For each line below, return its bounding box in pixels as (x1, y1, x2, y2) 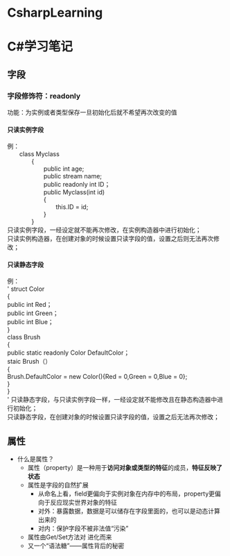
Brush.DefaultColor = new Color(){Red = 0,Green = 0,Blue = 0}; (7, 373, 188, 381)
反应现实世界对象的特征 (50, 498, 118, 507)
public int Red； (7, 301, 53, 309)
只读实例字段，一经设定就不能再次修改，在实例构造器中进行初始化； (7, 226, 202, 234)
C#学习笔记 (7, 39, 73, 55)
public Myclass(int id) (44, 188, 105, 196)
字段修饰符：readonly (7, 91, 81, 101)
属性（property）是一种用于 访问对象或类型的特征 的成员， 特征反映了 (27, 464, 223, 472)
